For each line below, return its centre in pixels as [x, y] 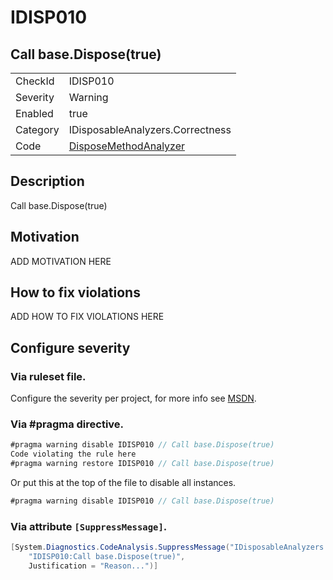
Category [37, 129]
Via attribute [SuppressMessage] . [89, 526]
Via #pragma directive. [67, 424]
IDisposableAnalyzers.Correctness [150, 129]
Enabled [34, 113]
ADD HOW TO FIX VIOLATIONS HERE [87, 317]
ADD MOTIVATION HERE [61, 261]
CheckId [35, 81]
